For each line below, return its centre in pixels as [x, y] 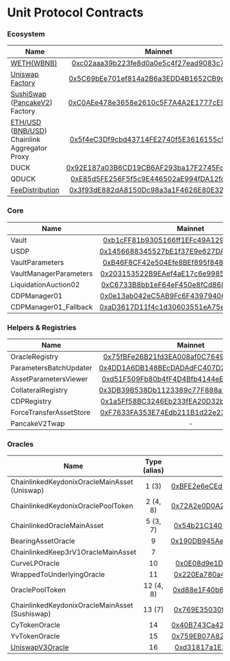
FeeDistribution [35, 190]
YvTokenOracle [35, 636]
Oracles [21, 444]
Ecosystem [26, 34]
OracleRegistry [35, 357]
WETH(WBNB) [34, 63]
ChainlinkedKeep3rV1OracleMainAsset [74, 552]
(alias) [153, 470]
